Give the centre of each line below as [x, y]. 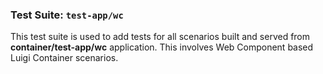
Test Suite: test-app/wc [67, 15]
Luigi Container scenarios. [64, 58]
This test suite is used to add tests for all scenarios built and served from [160, 37]
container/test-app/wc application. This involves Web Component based [162, 47]
